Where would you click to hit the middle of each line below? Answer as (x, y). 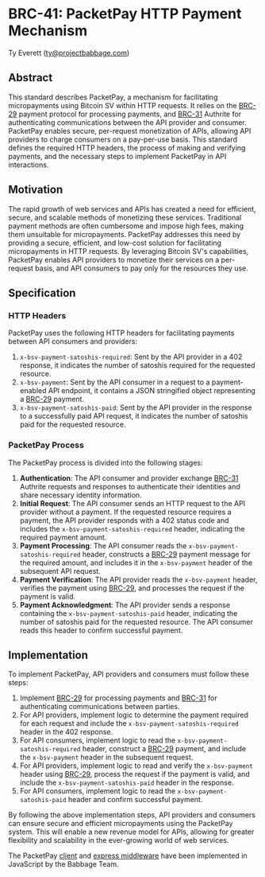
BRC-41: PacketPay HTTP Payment (125, 14)
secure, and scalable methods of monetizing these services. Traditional (125, 217)
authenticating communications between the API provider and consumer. (128, 122)
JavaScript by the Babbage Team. (63, 864)
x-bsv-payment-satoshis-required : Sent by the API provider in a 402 (131, 357)
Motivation (36, 190)
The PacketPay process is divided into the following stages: (106, 462)
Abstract (31, 78)
